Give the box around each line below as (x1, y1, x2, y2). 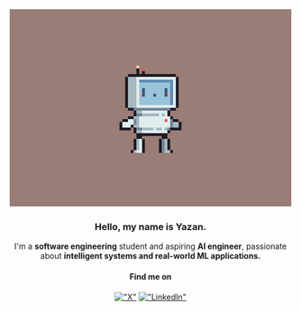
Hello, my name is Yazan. (94, 220, 207, 233)
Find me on (129, 270, 172, 282)
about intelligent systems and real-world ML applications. (40, 251, 261, 261)
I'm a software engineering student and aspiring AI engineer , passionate (14, 241, 287, 252)
